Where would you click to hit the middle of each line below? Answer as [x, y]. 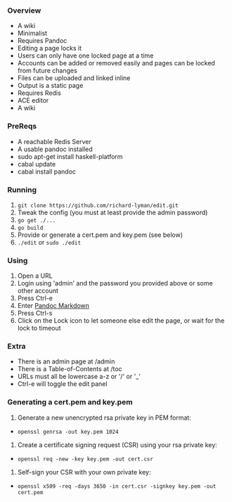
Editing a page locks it [50, 49]
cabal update [37, 164]
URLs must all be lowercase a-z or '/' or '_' [79, 376]
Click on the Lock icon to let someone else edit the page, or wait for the [121, 321]
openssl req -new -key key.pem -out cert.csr [85, 459]
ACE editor [33, 101]
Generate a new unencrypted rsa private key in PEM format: [104, 418]
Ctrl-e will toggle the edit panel [62, 384]
